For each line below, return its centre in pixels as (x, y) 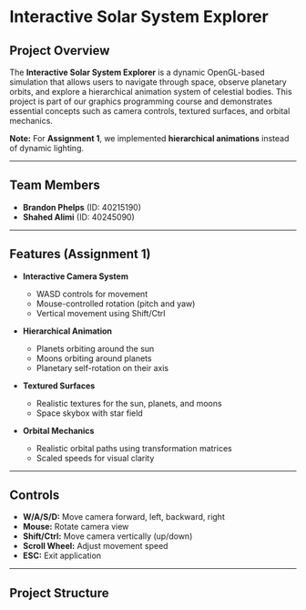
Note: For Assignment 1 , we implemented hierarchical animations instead (149, 138)
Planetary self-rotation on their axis (102, 367)
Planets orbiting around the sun (95, 348)
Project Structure (59, 593)
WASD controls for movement (92, 294)
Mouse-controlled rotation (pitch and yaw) (116, 304)
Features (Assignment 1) (80, 254)
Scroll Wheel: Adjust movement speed (95, 546)
